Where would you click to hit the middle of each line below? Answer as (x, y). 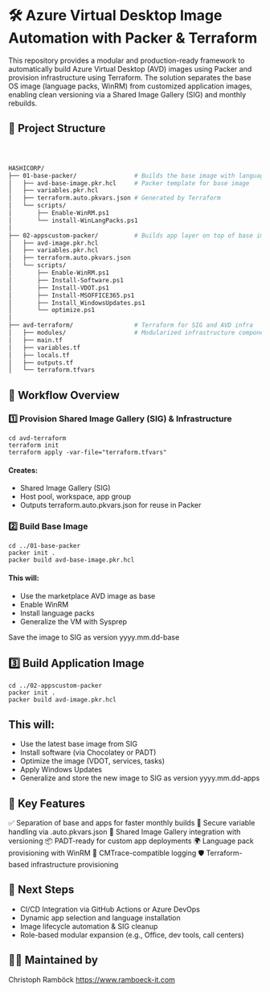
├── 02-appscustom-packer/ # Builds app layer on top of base (131, 235)
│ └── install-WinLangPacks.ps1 (73, 220)
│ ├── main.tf (35, 340)
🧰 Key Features (47, 803)
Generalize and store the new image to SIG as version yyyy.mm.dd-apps (140, 778)
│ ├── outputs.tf (41, 363)
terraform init (34, 445)
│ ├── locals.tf (39, 355)
